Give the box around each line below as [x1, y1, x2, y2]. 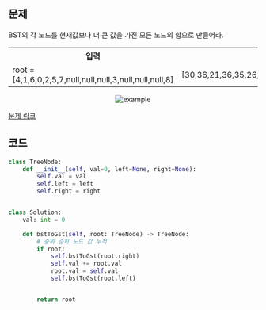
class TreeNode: [8, 158, 62, 166]
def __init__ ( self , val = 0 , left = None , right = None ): [22, 165, 196, 173]
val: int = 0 [22, 216, 66, 224]
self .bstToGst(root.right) [50, 252, 140, 260]
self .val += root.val [50, 260, 123, 268]
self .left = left [36, 180, 93, 188]
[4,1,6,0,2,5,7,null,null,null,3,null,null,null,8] [12, 74, 174, 85]
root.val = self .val [50, 267, 119, 275]
